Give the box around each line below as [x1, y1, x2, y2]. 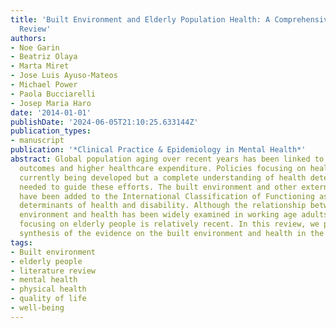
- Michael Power [10, 80, 78, 90]
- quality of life [10, 294, 87, 304]
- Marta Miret [10, 61, 70, 71]
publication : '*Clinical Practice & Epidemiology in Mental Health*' [10, 145, 307, 155]
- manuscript [10, 136, 65, 146]
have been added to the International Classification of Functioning [19, 191, 315, 201]
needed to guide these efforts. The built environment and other [19, 182, 298, 192]
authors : [10, 33, 47, 43]
